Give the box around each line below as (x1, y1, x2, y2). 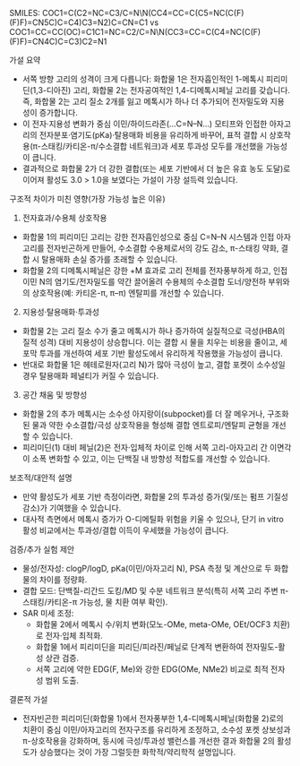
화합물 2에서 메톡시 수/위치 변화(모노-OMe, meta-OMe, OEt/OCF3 (35, 619, 271, 630)
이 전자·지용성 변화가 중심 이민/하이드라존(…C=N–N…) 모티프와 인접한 (21, 118, 268, 129)
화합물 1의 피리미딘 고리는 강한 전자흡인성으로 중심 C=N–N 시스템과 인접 (21, 232, 275, 242)
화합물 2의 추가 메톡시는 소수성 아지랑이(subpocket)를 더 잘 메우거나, (21, 409, 266, 419)
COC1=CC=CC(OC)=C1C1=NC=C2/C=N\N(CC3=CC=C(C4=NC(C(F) (9, 27, 261, 37)
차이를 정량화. (39, 574, 88, 585)
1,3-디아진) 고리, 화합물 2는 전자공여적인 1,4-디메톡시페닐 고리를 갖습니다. (32, 85, 291, 95)
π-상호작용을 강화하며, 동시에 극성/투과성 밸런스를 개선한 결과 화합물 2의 (21, 736, 275, 746)
